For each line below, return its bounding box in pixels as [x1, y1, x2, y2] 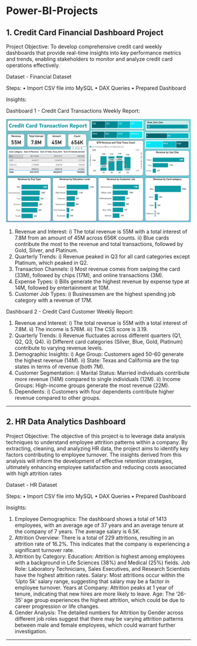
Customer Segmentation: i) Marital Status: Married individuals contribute [14, 369, 190, 376]
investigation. [14, 627, 47, 635]
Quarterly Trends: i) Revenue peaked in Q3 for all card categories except [14, 253, 191, 260]
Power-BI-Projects [6, 4, 98, 18]
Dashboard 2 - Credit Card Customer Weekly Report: [6, 308, 134, 315]
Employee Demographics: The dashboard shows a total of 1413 [14, 515, 167, 522]
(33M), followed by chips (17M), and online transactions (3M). [14, 272, 164, 279]
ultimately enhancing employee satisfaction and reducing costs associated [6, 463, 186, 470]
